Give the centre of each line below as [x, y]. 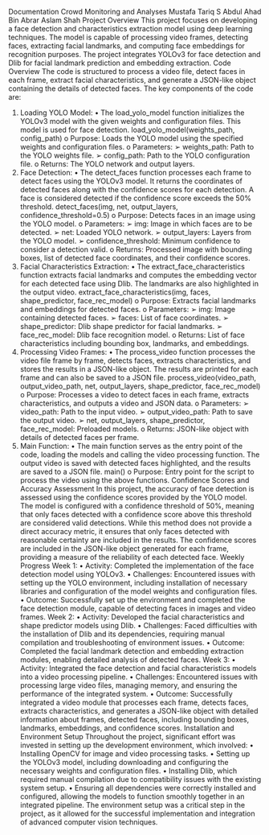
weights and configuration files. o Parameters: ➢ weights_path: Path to [137, 147]
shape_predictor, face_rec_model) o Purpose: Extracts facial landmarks [138, 300]
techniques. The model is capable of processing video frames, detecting [128, 37]
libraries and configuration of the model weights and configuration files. [139, 591]
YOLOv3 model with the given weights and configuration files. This [130, 121]
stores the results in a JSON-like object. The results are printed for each [139, 369]
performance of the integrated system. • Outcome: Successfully [126, 694]
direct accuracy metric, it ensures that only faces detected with [125, 531]
